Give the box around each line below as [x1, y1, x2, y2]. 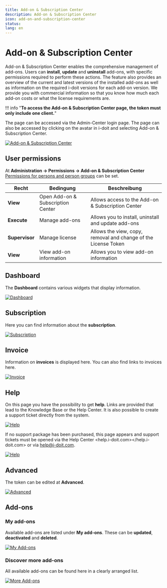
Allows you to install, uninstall [90, 213, 159, 220]
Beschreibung [108, 184, 142, 191]
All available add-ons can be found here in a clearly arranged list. [5, 568, 139, 574]
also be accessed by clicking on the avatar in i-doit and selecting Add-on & [5, 125, 159, 131]
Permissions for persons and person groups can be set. [5, 172, 119, 179]
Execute [7, 217, 27, 224]
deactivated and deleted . [5, 535, 58, 541]
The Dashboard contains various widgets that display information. [5, 284, 141, 291]
